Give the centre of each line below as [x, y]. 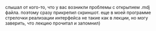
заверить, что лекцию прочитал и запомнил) [53, 23]
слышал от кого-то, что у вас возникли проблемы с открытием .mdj [78, 7]
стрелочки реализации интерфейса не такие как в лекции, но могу [77, 18]
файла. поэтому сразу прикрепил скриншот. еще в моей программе [78, 12]
